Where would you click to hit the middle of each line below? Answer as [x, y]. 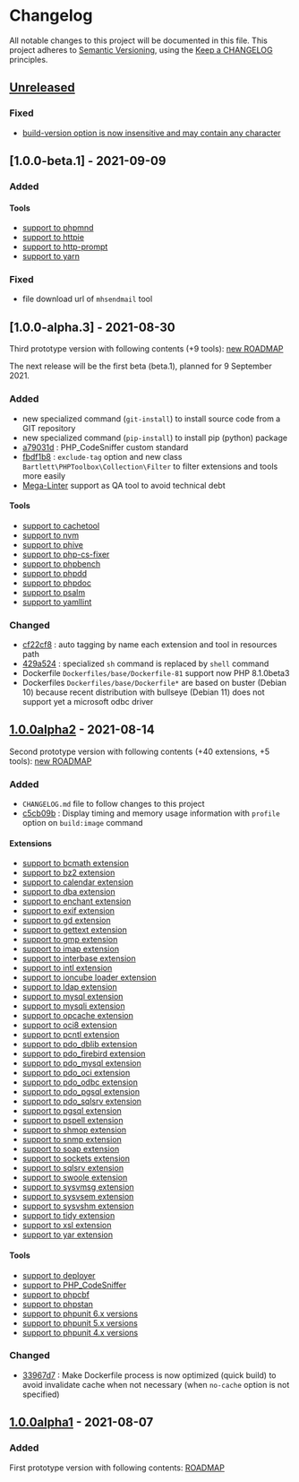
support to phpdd [55, 573]
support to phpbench [61, 563]
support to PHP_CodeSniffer [74, 1285]
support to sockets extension [76, 1158]
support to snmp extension [72, 1140]
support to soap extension [71, 1149]
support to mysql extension [73, 997]
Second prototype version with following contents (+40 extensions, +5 [140, 751]
